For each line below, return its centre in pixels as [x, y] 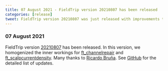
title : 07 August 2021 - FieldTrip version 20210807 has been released [81, 10]
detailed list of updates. [29, 63]
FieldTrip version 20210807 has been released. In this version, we [73, 47]
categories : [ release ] [29, 14]
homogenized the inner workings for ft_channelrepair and [64, 52]
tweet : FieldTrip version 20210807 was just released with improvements [82, 19]
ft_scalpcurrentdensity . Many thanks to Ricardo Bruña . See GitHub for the [81, 58]
